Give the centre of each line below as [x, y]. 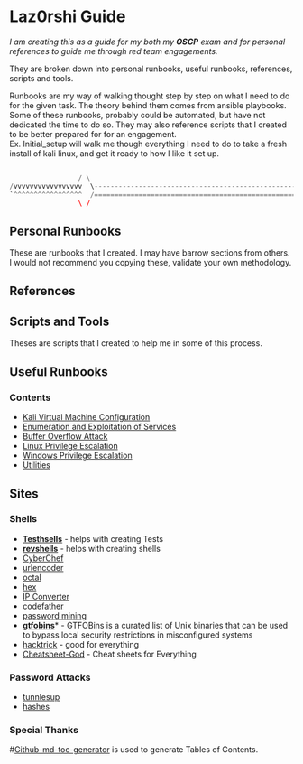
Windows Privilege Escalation [77, 456]
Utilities [37, 465]
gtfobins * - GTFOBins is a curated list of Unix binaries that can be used [155, 625]
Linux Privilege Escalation [70, 446]
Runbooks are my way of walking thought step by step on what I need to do [150, 96]
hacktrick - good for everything [81, 644]
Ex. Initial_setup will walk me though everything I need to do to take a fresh [148, 144]
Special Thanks [44, 731]
